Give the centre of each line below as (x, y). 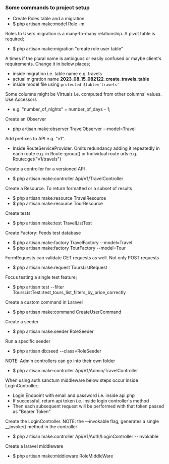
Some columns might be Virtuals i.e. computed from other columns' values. (84, 94)
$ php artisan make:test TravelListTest (52, 223)
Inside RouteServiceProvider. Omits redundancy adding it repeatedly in (86, 148)
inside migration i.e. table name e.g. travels (57, 74)
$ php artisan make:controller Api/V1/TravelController (68, 179)
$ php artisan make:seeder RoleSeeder (53, 331)
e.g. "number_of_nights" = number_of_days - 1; (62, 109)
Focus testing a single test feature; (41, 277)
